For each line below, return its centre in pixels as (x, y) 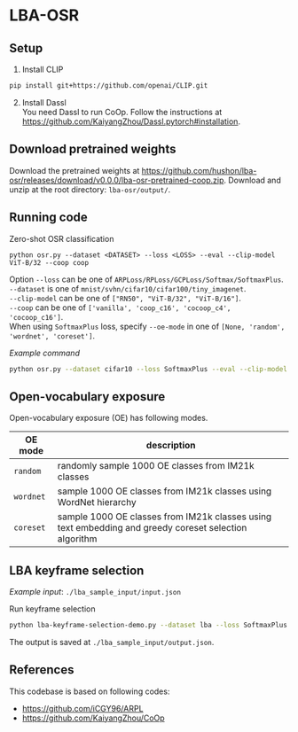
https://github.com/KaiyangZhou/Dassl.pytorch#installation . (131, 121)
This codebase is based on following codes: (90, 691)
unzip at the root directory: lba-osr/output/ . (90, 189)
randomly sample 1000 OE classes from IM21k (156, 466)
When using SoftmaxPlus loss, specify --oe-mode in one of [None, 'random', (147, 326)
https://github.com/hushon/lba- (199, 170)
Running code (49, 218)
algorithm (77, 539)
